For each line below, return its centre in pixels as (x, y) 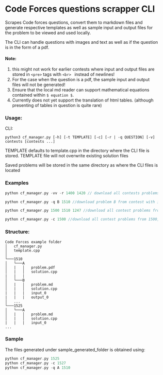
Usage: (14, 118)
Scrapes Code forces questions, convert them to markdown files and (74, 22)
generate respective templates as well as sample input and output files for (79, 27)
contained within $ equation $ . (43, 95)
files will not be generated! (39, 85)
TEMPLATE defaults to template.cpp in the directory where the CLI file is (77, 151)
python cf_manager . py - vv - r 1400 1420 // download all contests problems (82, 193)
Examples (17, 183)
